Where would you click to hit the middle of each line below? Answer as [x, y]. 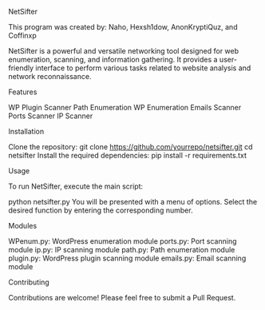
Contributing [29, 282]
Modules [23, 226]
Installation [26, 131]
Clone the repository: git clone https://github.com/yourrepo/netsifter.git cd [131, 147]
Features [23, 92]
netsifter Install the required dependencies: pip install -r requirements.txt [128, 155]
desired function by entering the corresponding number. [101, 210]
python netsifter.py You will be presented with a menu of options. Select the [133, 202]
